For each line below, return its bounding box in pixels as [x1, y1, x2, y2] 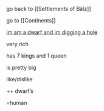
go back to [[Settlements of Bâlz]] [6, 5, 91, 12]
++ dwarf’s [6, 87, 33, 95]
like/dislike [6, 76, 33, 82]
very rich [6, 41, 29, 47]
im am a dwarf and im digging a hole [6, 29, 98, 36]
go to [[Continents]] [6, 17, 56, 24]
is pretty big [6, 64, 36, 71]
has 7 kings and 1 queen [6, 52, 67, 59]
